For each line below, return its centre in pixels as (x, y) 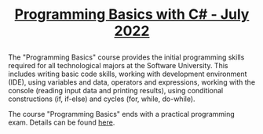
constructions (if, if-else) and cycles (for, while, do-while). (102, 99)
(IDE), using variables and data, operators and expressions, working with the (132, 82)
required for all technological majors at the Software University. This (118, 66)
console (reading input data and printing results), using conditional (116, 91)
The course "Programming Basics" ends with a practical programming (122, 114)
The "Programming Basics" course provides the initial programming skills (126, 57)
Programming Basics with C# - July (132, 14)
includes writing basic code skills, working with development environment (128, 74)
